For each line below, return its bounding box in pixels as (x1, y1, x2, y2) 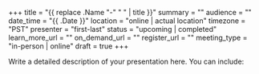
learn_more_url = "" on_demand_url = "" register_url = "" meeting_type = (8, 33, 248, 42)
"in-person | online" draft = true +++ (8, 41, 129, 51)
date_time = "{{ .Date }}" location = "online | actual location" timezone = (8, 16, 246, 25)
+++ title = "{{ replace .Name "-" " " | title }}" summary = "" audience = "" (8, 8, 253, 17)
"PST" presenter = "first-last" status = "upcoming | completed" (8, 25, 217, 33)
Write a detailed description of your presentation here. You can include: (8, 56, 245, 66)
